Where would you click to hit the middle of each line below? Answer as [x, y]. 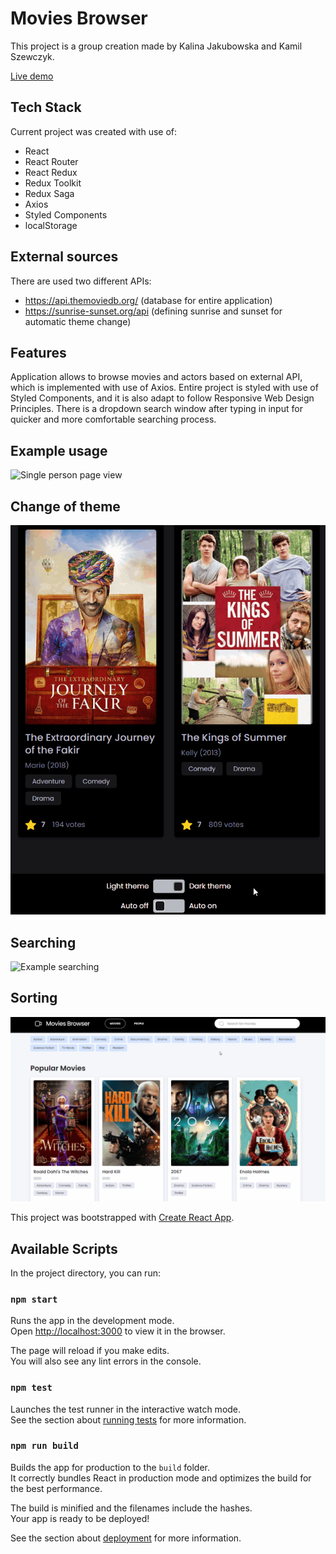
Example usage [59, 450]
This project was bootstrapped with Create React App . [122, 1218]
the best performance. [56, 1488]
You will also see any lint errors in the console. [106, 1361]
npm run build [44, 1446]
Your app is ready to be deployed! [80, 1518]
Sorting [34, 998]
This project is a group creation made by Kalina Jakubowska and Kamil [156, 46]
